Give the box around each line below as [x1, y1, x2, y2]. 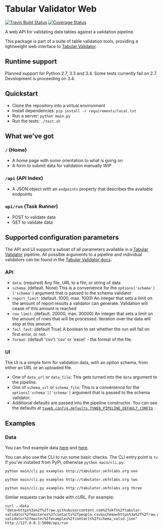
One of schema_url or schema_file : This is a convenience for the [12, 384, 140, 390]
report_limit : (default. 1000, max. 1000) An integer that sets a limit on [12, 295, 153, 301]
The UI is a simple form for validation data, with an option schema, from [5, 360, 148, 365]
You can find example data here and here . [5, 445, 89, 450]
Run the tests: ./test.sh [12, 118, 61, 124]
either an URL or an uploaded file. [5, 365, 72, 371]
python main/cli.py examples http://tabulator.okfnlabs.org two [5, 477, 138, 482]
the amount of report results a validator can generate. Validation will [12, 300, 148, 306]
